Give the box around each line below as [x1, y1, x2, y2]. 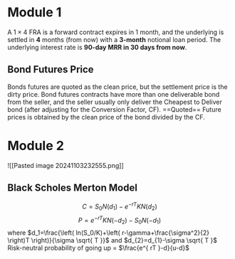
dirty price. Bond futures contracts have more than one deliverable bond [7, 90, 220, 98]
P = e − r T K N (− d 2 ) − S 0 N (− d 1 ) [78, 214, 162, 226]
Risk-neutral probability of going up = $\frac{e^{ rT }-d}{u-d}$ [7, 243, 190, 253]
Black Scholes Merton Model [7, 182, 137, 194]
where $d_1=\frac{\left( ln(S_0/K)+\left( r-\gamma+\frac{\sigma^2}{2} [7, 228, 210, 237]
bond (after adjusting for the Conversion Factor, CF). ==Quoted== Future [7, 105, 222, 114]
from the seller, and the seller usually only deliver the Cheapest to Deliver [7, 97, 222, 106]
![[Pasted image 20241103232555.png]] [7, 161, 125, 169]
